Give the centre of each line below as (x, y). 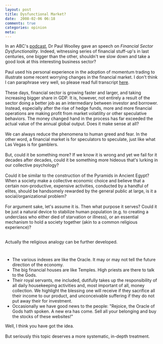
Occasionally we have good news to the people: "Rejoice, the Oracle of (83, 306)
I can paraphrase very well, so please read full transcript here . (67, 82)
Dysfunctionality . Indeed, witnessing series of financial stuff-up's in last (77, 51)
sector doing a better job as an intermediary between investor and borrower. (81, 103)
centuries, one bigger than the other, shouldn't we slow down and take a (78, 56)
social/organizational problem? (36, 196)
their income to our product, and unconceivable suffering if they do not (83, 296)
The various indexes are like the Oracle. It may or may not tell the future (84, 259)
